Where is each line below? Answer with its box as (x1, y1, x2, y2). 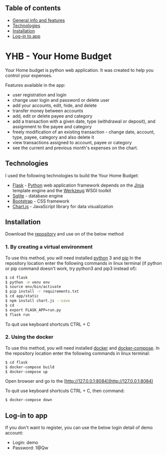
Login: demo (12, 440, 38, 446)
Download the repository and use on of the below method (5, 231, 124, 237)
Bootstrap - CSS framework (12, 198, 70, 204)
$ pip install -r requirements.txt (5, 289, 79, 294)
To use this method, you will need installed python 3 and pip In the (5, 254, 142, 261)
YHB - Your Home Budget (5, 51, 112, 62)
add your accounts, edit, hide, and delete (12, 102, 97, 108)
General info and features (12, 17, 65, 23)
